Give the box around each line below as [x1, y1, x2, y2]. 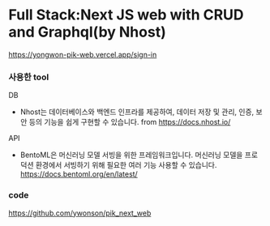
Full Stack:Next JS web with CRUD [8, 6, 245, 24]
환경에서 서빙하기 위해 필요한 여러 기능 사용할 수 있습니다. [35, 160, 217, 170]
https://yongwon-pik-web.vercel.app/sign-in [8, 49, 157, 59]
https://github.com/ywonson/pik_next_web [8, 208, 152, 218]
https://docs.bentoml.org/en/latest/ [19, 169, 138, 179]
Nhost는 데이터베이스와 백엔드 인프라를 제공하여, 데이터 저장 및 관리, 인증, [19, 107, 255, 117]
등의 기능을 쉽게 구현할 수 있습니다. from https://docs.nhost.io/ [28, 117, 231, 127]
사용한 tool [8, 71, 49, 83]
